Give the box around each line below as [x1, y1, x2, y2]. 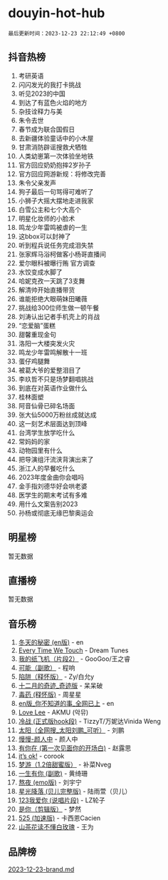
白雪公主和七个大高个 [18, 205, 81, 213]
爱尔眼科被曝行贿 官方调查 [18, 258, 95, 267]
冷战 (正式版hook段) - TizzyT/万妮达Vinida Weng [18, 717, 161, 726]
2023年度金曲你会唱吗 [18, 472, 85, 481]
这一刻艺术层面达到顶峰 [18, 419, 88, 428]
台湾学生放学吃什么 [18, 428, 75, 437]
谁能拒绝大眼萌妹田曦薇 [18, 294, 88, 303]
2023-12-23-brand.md [8, 865, 75, 874]
